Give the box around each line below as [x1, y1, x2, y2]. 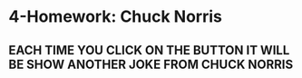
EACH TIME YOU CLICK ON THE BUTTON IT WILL [8, 43, 290, 58]
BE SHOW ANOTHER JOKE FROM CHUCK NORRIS [8, 56, 294, 72]
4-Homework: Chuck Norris [8, 6, 223, 27]
